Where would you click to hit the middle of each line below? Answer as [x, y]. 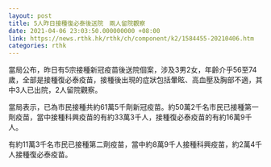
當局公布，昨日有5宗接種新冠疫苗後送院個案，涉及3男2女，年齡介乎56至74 [133, 70]
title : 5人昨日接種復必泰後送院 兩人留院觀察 [77, 23]
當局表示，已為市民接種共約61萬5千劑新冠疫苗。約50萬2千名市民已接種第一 [134, 107]
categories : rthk [38, 46]
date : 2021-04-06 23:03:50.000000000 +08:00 [84, 31]
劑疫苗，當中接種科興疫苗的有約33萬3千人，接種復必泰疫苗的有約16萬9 [127, 117]
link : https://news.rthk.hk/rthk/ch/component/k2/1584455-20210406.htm [131, 38]
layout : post [30, 16]
